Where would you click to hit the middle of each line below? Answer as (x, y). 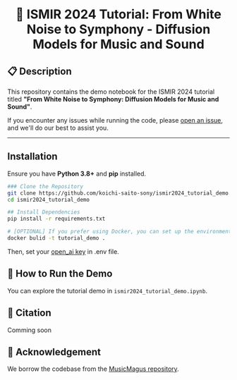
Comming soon (29, 330)
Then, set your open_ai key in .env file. (63, 251)
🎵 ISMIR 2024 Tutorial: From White (119, 14)
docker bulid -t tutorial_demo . (56, 238)
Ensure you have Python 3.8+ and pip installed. (77, 173)
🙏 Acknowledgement (54, 352)
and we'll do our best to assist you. (58, 128)
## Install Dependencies (44, 212)
